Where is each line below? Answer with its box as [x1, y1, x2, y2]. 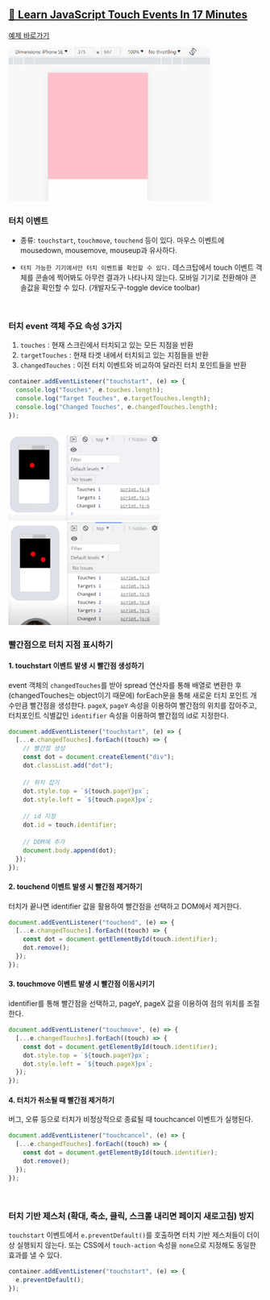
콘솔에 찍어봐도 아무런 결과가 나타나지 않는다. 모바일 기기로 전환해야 [35, 272, 248, 282]
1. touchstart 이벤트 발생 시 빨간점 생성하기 [8, 660, 145, 670]
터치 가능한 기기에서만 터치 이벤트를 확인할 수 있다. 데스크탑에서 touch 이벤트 [19, 263, 254, 272]
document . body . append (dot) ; [23, 847, 117, 855]
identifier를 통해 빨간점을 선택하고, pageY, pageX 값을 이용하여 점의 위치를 [8, 999, 245, 1008]
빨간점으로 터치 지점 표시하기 [8, 640, 114, 651]
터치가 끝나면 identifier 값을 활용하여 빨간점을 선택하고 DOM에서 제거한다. [8, 901, 242, 911]
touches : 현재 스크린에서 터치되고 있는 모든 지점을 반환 [19, 340, 194, 350]
